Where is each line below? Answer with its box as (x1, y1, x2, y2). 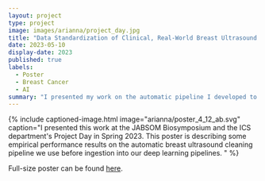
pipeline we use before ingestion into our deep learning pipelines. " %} (8, 148, 240, 158)
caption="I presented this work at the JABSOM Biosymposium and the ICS (8, 123, 252, 133)
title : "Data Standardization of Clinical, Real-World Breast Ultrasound (8, 33, 258, 42)
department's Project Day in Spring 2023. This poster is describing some (8, 132, 247, 141)
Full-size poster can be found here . (8, 164, 123, 173)
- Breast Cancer (15, 78, 69, 86)
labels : (8, 64, 34, 71)
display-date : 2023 (8, 48, 73, 56)
